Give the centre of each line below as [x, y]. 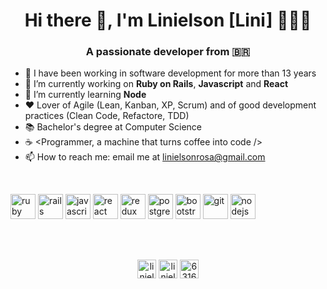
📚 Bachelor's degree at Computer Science [113, 127]
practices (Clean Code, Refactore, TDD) [107, 116]
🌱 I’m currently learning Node [85, 95]
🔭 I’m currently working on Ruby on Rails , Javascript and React [156, 84]
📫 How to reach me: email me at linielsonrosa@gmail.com [145, 157]
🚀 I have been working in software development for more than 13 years [170, 73]
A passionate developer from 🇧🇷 [168, 52]
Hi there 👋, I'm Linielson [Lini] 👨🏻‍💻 [168, 20]
